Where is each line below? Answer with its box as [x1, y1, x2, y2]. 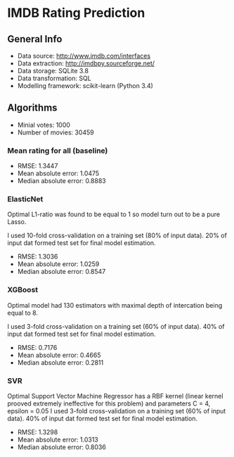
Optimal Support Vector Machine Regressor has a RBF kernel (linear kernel [7, 392, 223, 400]
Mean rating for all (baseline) [7, 146, 108, 156]
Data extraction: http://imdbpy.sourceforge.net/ [17, 59, 155, 68]
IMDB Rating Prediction [7, 5, 145, 21]
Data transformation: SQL [17, 74, 91, 82]
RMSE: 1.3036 [17, 252, 58, 261]
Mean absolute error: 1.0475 [17, 169, 100, 177]
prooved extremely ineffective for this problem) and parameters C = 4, [7, 399, 211, 408]
